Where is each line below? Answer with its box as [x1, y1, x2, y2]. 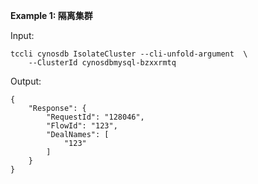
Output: [10, 75, 42, 87]
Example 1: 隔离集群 [10, 10, 93, 21]
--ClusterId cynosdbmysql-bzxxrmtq [28, 58, 177, 68]
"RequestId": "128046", [46, 112, 145, 122]
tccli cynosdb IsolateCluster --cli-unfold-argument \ [10, 49, 248, 59]
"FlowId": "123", [46, 121, 118, 131]
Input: [10, 30, 35, 41]
